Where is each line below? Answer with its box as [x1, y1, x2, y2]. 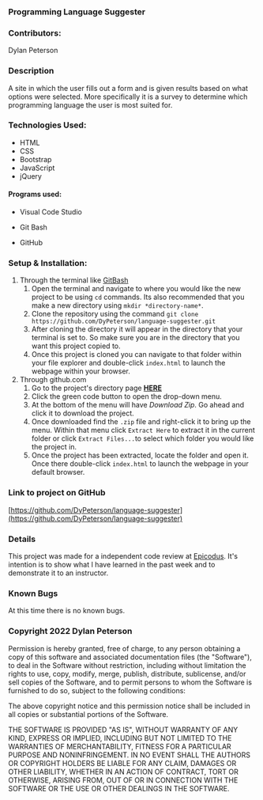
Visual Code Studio [19, 207, 83, 217]
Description [8, 66, 54, 77]
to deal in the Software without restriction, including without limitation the [8, 660, 246, 670]
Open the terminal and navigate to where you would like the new [31, 284, 241, 294]
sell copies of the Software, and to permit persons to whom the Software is [8, 677, 253, 687]
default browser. [31, 468, 85, 477]
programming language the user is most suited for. [8, 100, 173, 109]
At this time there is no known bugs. [8, 606, 125, 616]
